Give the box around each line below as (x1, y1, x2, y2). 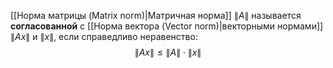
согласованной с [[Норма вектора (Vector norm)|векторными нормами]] (10, 20, 324, 32)
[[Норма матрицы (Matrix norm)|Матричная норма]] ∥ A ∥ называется (10, 10, 302, 21)
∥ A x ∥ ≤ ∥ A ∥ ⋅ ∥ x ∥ (134, 46, 202, 58)
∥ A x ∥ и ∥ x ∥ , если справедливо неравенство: (10, 31, 198, 42)
